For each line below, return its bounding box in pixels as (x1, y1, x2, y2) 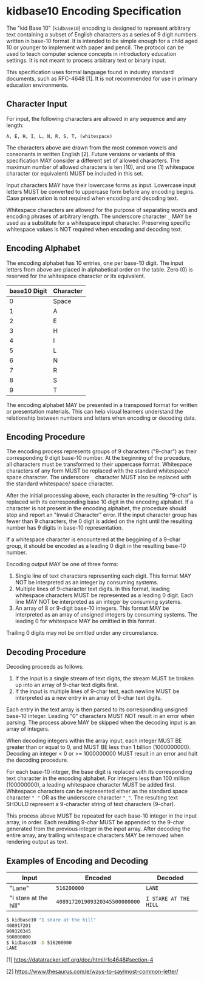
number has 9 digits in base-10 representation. (6, 524, 123, 532)
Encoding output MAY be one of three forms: (6, 561, 118, 568)
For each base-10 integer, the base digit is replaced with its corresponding (6, 768, 192, 776)
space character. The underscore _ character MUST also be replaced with (6, 474, 192, 481)
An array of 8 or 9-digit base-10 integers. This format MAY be (15, 604, 169, 612)
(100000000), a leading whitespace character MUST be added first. (6, 781, 176, 788)
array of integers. (6, 725, 50, 733)
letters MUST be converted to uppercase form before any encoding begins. (6, 188, 195, 195)
